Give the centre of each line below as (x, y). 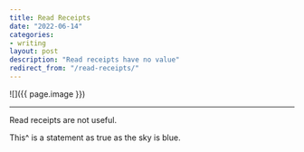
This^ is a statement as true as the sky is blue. (95, 138)
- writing (28, 43)
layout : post (34, 52)
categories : (32, 34)
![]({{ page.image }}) (47, 94)
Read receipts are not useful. (63, 119)
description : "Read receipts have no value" (95, 60)
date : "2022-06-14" (46, 26)
